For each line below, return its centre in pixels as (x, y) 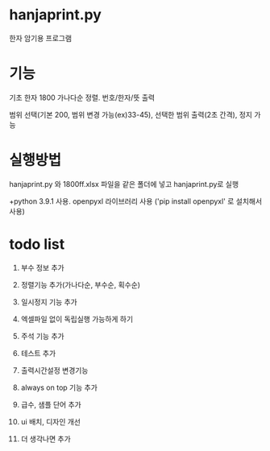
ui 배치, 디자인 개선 (51, 421)
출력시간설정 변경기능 (54, 370)
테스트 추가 (38, 353)
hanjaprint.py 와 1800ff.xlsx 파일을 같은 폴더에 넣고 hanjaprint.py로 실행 (124, 184)
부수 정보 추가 (42, 267)
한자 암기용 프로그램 (40, 38)
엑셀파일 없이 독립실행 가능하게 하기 (77, 319)
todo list (37, 244)
